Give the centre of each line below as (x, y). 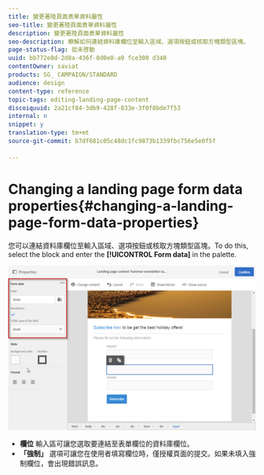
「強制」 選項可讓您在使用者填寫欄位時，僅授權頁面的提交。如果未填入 (134, 454)
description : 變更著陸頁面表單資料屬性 (66, 33)
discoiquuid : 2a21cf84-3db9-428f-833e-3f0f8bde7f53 (94, 108)
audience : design (37, 83)
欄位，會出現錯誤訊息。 (64, 463)
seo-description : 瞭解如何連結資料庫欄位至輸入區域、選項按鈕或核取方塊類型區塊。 (129, 42)
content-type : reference (49, 91)
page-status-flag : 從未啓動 (52, 50)
